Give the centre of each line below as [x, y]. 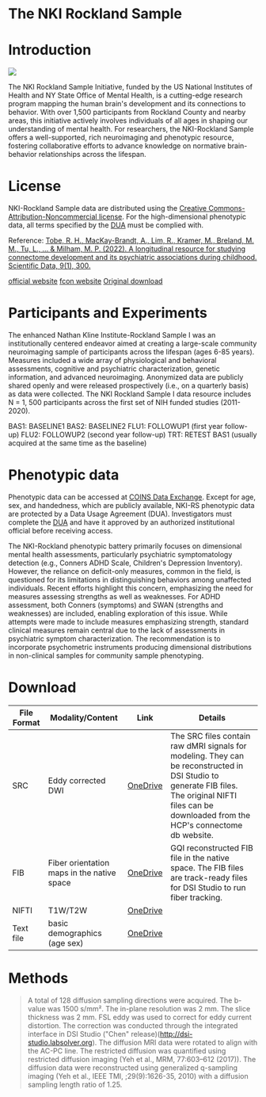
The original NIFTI [203, 795]
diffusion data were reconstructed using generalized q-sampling [133, 1068]
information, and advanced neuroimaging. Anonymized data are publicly [126, 377]
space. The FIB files [207, 867]
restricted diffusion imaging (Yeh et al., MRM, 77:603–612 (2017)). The [142, 1059]
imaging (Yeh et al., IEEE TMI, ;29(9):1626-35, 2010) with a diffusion [138, 1076]
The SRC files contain [210, 736]
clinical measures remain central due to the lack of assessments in [117, 630]
